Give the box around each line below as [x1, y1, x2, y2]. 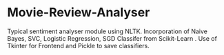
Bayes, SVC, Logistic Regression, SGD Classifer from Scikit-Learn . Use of [7, 34, 217, 42]
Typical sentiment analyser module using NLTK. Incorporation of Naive [7, 27, 208, 35]
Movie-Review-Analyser [7, 5, 150, 20]
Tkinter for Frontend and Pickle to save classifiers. [7, 41, 150, 50]
